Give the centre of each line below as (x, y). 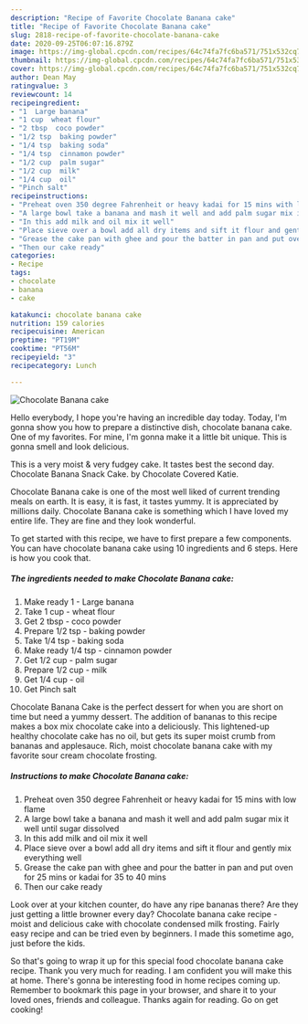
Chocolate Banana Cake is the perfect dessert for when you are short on (147, 707)
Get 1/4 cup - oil (54, 679)
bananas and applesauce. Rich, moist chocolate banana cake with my (142, 745)
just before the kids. (48, 943)
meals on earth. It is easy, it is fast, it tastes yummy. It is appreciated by (144, 501)
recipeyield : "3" (43, 357)
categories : (33, 256)
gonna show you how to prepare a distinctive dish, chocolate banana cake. (151, 427)
